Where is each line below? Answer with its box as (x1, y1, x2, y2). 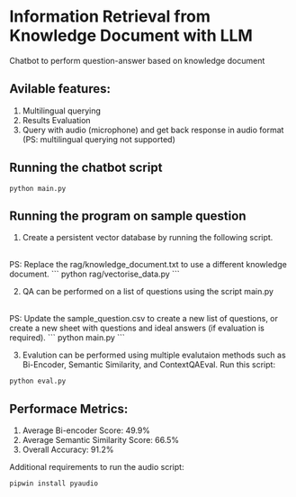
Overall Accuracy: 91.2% (22, 444, 114, 456)
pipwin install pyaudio (9, 479, 99, 488)
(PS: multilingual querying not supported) (22, 133, 175, 145)
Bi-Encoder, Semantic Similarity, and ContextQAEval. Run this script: (22, 359, 276, 370)
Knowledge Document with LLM (9, 25, 254, 46)
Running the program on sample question (9, 208, 247, 223)
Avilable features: (9, 81, 111, 96)
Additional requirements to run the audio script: (9, 462, 184, 473)
